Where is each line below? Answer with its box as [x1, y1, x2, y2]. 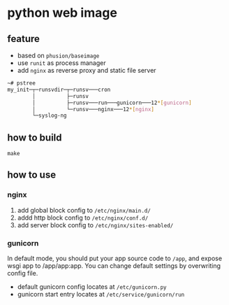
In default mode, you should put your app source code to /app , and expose [7, 254, 222, 263]
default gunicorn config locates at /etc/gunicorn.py [17, 283, 167, 291]
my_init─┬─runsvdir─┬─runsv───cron [7, 86, 111, 93]
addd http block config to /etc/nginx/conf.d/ [17, 213, 149, 222]
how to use [7, 169, 57, 181]
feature [7, 33, 40, 45]
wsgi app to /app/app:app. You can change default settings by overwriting [7, 262, 221, 270]
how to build [7, 132, 62, 143]
